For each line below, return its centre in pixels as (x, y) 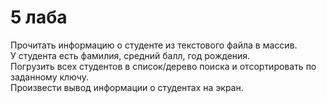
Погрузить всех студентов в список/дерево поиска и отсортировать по (163, 66)
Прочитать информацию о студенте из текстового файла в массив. (154, 45)
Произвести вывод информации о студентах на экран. (127, 87)
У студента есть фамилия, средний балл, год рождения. (130, 55)
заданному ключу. (49, 77)
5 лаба (39, 17)
